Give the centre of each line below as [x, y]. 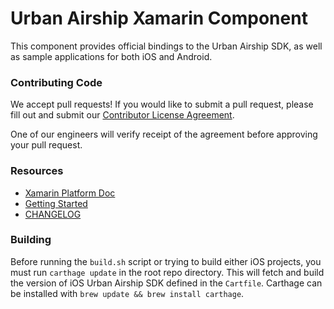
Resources [37, 171]
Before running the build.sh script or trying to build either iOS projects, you [166, 261]
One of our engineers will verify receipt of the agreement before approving [164, 134]
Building [31, 240]
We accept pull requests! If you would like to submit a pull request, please [162, 104]
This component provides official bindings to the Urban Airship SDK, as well [166, 46]
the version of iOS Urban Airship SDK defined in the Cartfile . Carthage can [166, 283]
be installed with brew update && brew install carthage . [127, 293]
